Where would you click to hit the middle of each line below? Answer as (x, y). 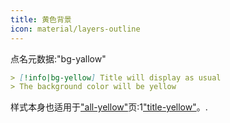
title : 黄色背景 (41, 19)
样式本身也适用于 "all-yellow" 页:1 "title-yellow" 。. (109, 107)
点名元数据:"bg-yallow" (58, 58)
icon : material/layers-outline (75, 29)
